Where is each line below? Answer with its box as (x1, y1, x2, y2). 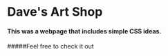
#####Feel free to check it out (7, 42, 95, 51)
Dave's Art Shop (7, 4, 103, 20)
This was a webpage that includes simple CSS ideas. (7, 27, 162, 35)
